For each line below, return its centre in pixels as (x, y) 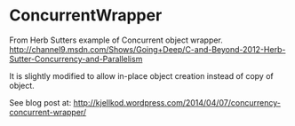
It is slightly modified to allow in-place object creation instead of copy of (141, 75)
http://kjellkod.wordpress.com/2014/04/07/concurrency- (177, 102)
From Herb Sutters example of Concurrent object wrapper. (116, 40)
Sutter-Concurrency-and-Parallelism (76, 59)
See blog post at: (40, 102)
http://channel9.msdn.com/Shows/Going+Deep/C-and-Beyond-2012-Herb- (147, 49)
